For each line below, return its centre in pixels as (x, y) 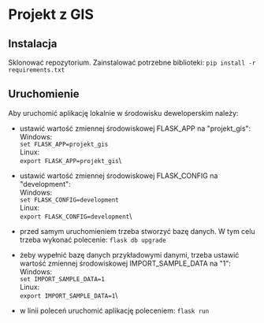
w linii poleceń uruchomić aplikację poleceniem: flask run (114, 310)
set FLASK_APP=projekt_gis (64, 144)
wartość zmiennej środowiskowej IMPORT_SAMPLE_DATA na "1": (125, 263)
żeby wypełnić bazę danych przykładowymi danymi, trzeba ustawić (129, 254)
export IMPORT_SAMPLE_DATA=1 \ (69, 295)
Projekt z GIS (51, 15)
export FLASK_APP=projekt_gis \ (71, 160)
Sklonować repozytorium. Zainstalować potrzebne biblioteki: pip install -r (132, 62)
